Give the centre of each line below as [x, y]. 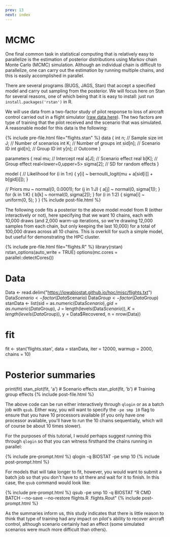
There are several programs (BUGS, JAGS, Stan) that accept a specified [80, 86]
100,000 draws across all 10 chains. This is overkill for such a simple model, [84, 232]
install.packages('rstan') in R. [39, 102]
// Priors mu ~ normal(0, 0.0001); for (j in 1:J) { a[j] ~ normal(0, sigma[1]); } [83, 189]
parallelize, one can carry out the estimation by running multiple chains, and [84, 70]
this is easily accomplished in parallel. [45, 76]
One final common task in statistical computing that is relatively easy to [80, 54]
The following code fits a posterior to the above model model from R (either [84, 210]
